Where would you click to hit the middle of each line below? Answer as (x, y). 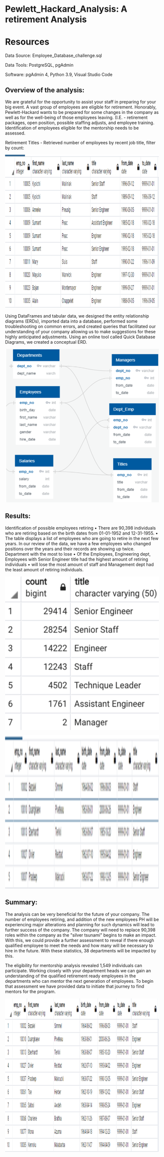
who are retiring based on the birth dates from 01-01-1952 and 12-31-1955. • (82, 533)
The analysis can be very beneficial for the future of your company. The (77, 914)
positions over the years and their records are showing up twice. (70, 549)
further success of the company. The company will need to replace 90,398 (80, 930)
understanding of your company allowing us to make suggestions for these (81, 331)
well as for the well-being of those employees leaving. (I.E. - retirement (76, 117)
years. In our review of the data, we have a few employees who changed (78, 543)
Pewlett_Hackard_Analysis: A (66, 9)
